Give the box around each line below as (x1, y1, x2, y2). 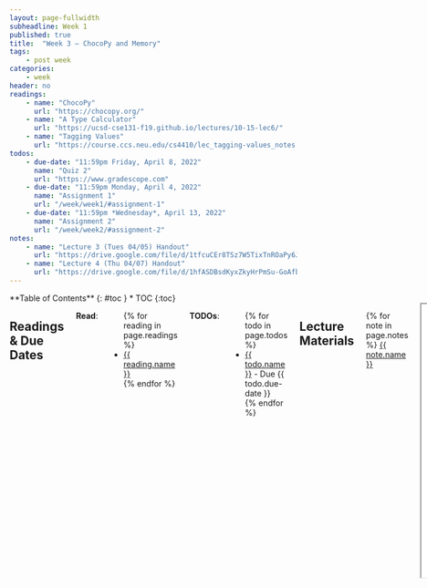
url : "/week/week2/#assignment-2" (33, 225, 166, 234)
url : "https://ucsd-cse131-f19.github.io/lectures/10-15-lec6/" (33, 124, 284, 133)
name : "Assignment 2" (33, 216, 117, 226)
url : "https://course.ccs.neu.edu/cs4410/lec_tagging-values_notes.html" (33, 140, 321, 150)
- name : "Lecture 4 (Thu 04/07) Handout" (26, 259, 185, 269)
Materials (299, 334, 355, 349)
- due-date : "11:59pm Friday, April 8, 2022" (26, 157, 203, 167)
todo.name (245, 358, 286, 369)
